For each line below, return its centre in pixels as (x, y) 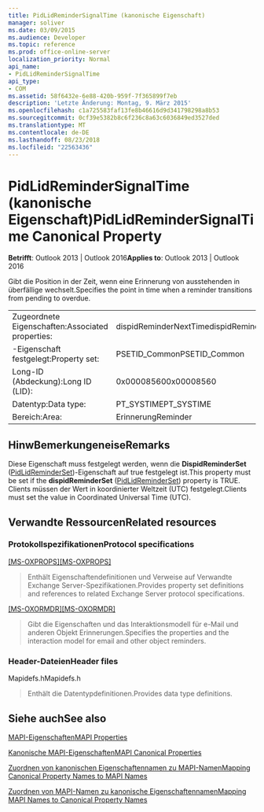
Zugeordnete (36, 317)
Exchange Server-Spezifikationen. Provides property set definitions (136, 585)
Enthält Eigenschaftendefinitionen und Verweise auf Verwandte (130, 577)
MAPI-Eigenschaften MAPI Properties (68, 737)
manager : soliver (37, 23)
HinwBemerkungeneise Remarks (89, 445)
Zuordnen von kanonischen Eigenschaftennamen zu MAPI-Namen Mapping (129, 767)
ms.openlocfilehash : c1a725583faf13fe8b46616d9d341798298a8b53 (114, 111)
